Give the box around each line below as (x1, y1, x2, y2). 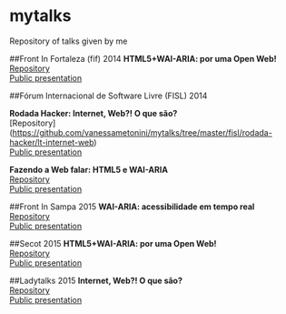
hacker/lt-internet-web (9, 137, 94, 147)
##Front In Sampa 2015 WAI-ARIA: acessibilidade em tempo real (9, 201, 255, 212)
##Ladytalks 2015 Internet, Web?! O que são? (9, 275, 183, 286)
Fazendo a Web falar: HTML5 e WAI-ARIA (9, 164, 168, 175)
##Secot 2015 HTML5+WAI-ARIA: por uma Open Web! (9, 238, 217, 248)
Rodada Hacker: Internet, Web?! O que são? (9, 107, 178, 118)
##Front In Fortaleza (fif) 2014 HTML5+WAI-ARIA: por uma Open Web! (9, 53, 277, 64)
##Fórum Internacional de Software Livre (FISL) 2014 (9, 90, 208, 101)
